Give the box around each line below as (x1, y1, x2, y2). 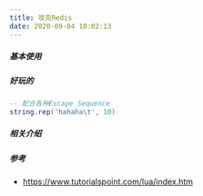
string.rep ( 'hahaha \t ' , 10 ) (9, 107, 117, 116)
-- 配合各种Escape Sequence (9, 99, 111, 108)
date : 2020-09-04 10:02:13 (9, 22, 112, 31)
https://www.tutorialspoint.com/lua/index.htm (22, 176, 194, 187)
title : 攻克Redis (9, 13, 73, 23)
